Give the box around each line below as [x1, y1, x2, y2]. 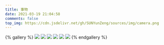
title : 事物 [5, 7, 28, 12]
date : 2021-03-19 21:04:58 [5, 12, 60, 16]
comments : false [5, 16, 38, 21]
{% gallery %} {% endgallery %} [5, 34, 108, 40]
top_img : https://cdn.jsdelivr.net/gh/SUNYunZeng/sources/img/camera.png [5, 20, 160, 26]
